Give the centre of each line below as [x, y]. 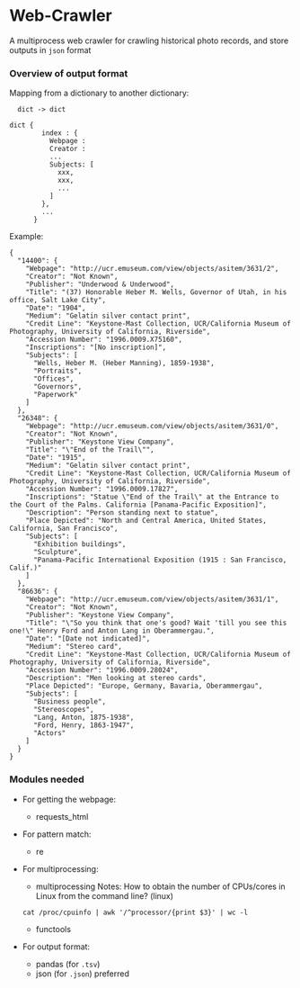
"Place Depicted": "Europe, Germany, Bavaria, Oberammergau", [144, 686]
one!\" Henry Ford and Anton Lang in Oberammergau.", [112, 631]
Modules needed [47, 779]
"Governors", [57, 387]
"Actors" [49, 733]
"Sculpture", [57, 552]
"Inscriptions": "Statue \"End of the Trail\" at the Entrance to [152, 497]
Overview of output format [69, 73]
